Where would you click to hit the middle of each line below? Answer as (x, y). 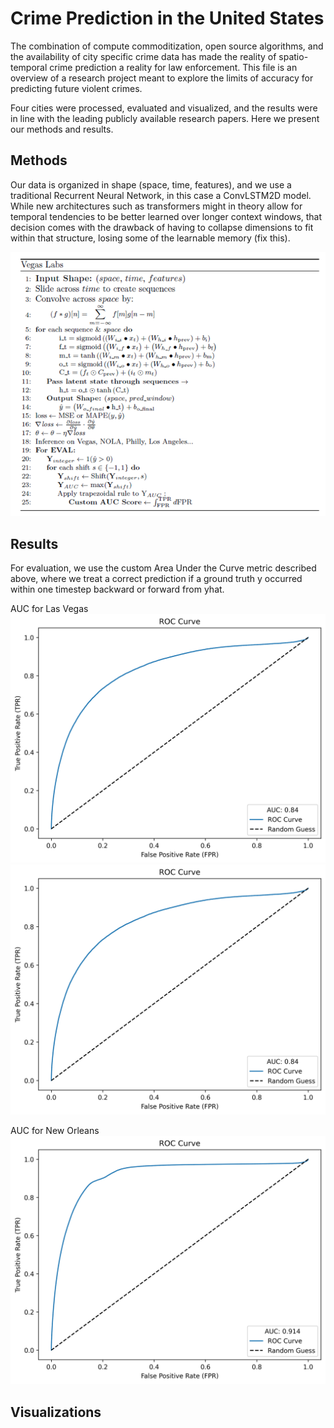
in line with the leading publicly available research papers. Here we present (165, 118)
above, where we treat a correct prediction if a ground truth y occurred (156, 578)
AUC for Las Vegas (49, 608)
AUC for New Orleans (55, 1130)
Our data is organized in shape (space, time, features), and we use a (151, 184)
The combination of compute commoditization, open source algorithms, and (167, 46)
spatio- (293, 56)
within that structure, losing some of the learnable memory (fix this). (150, 238)
